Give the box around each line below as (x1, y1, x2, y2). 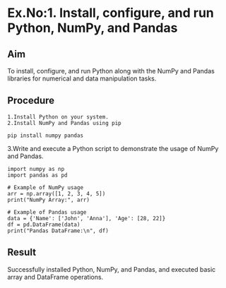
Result (7, 246, 37, 258)
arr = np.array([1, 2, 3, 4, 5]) (7, 190, 106, 197)
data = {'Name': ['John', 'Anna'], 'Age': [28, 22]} (7, 215, 166, 222)
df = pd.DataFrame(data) (7, 221, 81, 228)
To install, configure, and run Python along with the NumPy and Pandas (7, 67, 215, 75)
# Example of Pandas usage (7, 208, 87, 216)
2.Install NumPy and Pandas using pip (7, 119, 121, 126)
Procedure (7, 95, 55, 107)
